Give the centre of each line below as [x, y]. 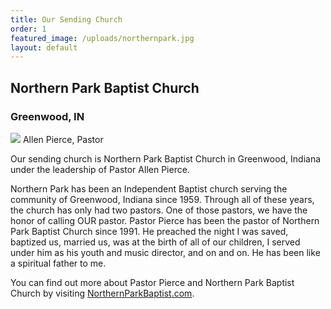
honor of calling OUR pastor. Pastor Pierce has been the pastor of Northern [165, 220]
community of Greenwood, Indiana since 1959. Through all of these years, [162, 199]
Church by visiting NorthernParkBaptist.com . [102, 293]
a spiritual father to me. [58, 263]
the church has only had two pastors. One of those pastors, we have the [159, 210]
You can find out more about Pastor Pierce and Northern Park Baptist [152, 282]
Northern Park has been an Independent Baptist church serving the [149, 188]
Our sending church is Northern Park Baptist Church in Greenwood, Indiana [166, 158]
